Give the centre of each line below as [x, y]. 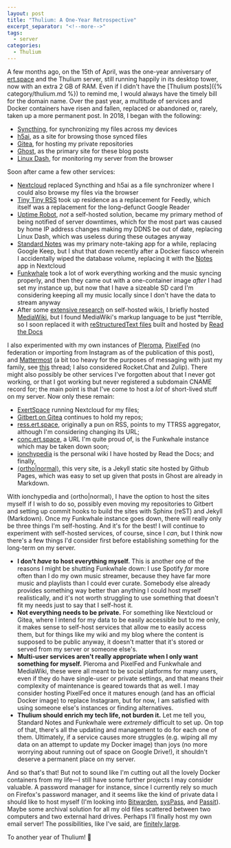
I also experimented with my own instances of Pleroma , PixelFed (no [104, 345]
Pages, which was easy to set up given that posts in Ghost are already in [120, 475]
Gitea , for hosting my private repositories [75, 144]
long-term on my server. [42, 548]
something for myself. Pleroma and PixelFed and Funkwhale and [109, 664]
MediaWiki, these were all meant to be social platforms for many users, [117, 671]
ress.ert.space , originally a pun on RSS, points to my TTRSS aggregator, [119, 424]
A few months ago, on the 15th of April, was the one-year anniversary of [109, 71]
